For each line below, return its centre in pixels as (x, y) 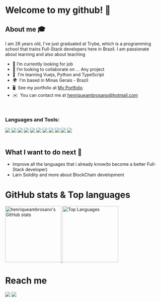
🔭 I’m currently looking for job (43, 64)
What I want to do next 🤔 (43, 152)
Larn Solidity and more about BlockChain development (68, 175)
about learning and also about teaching (45, 54)
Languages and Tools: (32, 119)
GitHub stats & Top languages (68, 195)
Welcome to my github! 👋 (58, 10)
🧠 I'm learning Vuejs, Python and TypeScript (58, 75)
